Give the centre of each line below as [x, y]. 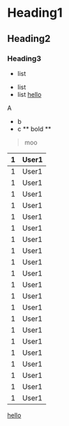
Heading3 [24, 59]
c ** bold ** [34, 129]
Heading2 [29, 39]
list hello [29, 94]
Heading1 [35, 13]
